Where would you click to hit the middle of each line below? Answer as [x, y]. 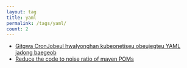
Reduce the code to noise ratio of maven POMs [74, 59]
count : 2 [17, 29]
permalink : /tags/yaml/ [37, 23]
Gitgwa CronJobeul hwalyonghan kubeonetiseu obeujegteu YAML [98, 46]
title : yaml [21, 18]
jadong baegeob [36, 53]
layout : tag [21, 12]
